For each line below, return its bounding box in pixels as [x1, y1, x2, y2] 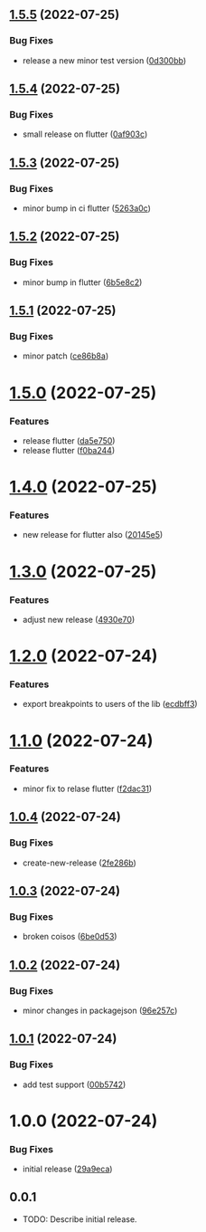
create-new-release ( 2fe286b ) [22, 857, 137, 868]
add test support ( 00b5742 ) [22, 1079, 126, 1090]
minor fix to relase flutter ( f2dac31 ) [22, 783, 153, 794]
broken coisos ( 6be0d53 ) [22, 931, 117, 942]
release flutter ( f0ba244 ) [22, 444, 116, 455]
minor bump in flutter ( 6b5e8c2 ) [22, 276, 143, 288]
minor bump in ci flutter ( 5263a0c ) [22, 203, 152, 214]
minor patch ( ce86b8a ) [22, 350, 109, 361]
